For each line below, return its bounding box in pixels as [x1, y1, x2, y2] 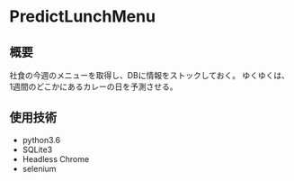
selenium [22, 163, 57, 174]
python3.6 [22, 134, 61, 145]
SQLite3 [22, 144, 53, 155]
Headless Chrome [22, 153, 90, 164]
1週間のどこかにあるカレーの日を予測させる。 [9, 81, 178, 92]
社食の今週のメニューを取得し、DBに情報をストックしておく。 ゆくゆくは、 [9, 70, 290, 80]
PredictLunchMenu [9, 6, 156, 27]
